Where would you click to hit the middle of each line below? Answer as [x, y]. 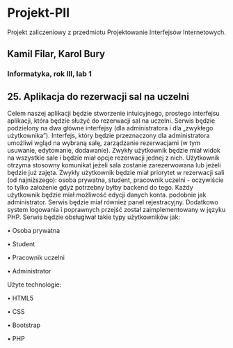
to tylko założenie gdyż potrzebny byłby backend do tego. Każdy [100, 188]
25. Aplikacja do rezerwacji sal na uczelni [98, 97]
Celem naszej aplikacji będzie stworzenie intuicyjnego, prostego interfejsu [114, 114]
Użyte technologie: [34, 285]
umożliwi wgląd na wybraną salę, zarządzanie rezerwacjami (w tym [104, 143]
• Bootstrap [24, 325]
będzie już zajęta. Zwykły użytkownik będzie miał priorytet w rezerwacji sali [116, 173]
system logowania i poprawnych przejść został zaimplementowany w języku [116, 210]
